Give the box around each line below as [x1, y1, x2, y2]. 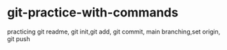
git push [7, 34, 31, 42]
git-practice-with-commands [7, 5, 179, 21]
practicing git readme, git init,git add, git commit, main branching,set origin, [7, 27, 221, 36]
